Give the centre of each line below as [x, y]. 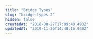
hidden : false [20, 19]
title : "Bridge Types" [29, 10]
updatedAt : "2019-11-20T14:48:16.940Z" [47, 29]
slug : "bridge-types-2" [30, 15]
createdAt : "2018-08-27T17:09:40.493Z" [47, 24]
